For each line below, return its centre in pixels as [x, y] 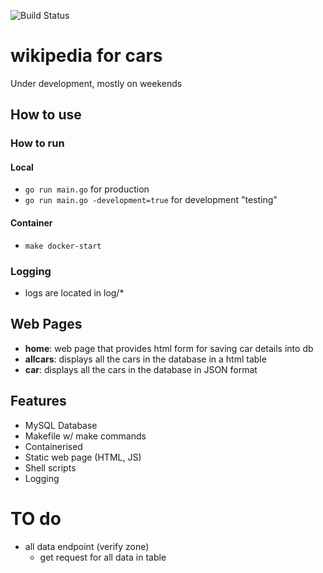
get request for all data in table [103, 557]
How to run [37, 143]
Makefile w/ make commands [85, 436]
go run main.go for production [87, 189]
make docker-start [63, 246]
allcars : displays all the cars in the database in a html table [145, 359]
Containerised [53, 446]
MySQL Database [61, 425]
